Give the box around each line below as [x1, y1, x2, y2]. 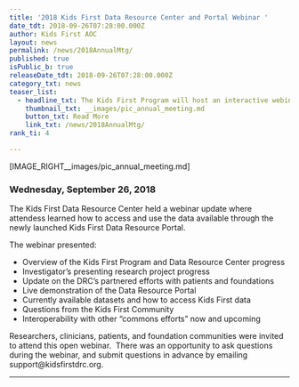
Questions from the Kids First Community [21, 304, 174, 315]
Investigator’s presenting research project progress [21, 266, 211, 277]
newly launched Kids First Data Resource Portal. [9, 222, 186, 233]
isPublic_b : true [9, 63, 74, 72]
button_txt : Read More [25, 112, 109, 121]
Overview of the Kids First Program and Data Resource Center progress [21, 257, 286, 268]
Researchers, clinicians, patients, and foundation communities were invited [9, 331, 284, 342]
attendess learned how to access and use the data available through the [9, 213, 274, 223]
